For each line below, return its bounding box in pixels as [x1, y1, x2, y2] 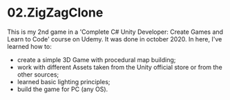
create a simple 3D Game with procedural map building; [17, 55, 176, 63]
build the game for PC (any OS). [17, 85, 108, 93]
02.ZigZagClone [7, 5, 104, 21]
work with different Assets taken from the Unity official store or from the [17, 63, 222, 71]
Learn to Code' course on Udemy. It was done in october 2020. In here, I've [7, 34, 222, 43]
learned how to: [7, 42, 52, 50]
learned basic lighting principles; [17, 77, 111, 86]
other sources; [17, 70, 59, 79]
